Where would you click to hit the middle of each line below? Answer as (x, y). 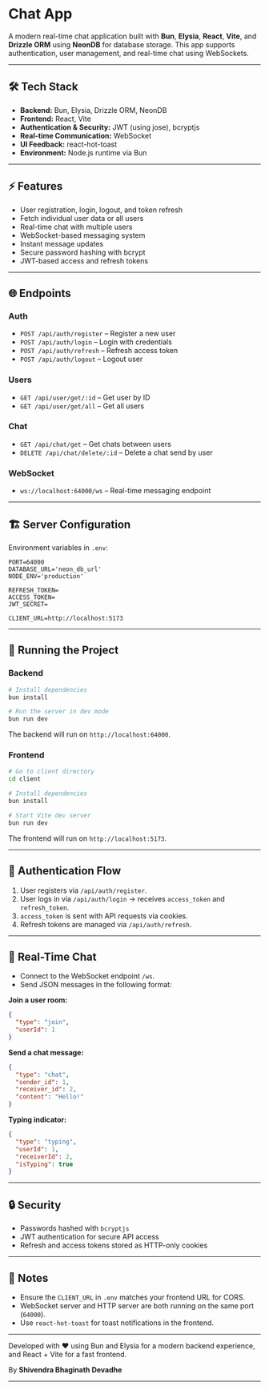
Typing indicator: (37, 1120)
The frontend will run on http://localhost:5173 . (88, 838)
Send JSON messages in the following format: (96, 985)
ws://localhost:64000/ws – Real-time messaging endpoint (115, 491)
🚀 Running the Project (63, 651)
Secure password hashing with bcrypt (82, 252)
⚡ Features (36, 186)
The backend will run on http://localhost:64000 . (89, 734)
